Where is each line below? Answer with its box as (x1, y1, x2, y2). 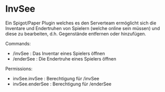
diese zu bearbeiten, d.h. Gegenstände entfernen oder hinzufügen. (5, 30, 147, 37)
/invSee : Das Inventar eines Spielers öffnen (12, 50, 105, 56)
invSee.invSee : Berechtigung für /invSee (12, 75, 100, 81)
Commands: (5, 40, 31, 46)
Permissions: (5, 66, 33, 72)
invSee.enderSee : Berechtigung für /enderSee (12, 81, 112, 87)
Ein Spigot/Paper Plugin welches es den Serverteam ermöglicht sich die (5, 20, 157, 26)
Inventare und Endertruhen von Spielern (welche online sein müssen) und (5, 25, 160, 31)
